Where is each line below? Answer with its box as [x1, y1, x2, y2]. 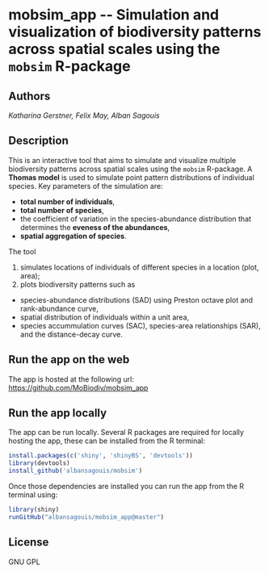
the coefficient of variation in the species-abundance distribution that [19, 214, 252, 224]
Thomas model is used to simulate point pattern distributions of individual [8, 172, 254, 182]
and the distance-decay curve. [19, 329, 124, 339]
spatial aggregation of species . [19, 231, 127, 240]
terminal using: [8, 490, 58, 500]
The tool [8, 246, 36, 256]
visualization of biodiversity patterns [8, 23, 262, 41]
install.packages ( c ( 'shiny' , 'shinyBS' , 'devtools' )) [8, 452, 194, 460]
